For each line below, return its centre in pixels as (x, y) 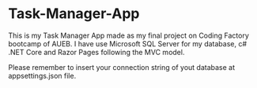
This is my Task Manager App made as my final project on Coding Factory (128, 35)
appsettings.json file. (42, 75)
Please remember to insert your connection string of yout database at (122, 67)
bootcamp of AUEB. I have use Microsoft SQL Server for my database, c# (128, 43)
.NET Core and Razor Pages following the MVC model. (96, 52)
